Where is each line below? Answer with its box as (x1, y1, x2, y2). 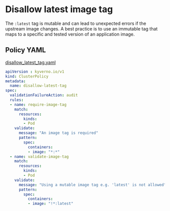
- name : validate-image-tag (10, 154, 69, 159)
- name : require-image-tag (10, 102, 67, 107)
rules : (10, 97, 24, 102)
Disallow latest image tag (5, 4, 113, 15)
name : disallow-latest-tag (10, 83, 67, 88)
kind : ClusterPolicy (5, 74, 49, 79)
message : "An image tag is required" (18, 130, 99, 135)
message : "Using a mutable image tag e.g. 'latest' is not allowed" (18, 182, 166, 187)
